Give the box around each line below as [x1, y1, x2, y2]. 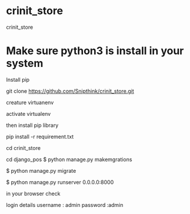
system [6, 57, 44, 70]
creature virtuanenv [6, 99, 54, 106]
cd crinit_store [6, 144, 41, 151]
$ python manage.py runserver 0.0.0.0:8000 [6, 178, 114, 186]
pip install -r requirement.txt [6, 133, 74, 140]
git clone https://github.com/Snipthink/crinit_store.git [6, 87, 134, 95]
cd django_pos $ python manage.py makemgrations [6, 156, 132, 163]
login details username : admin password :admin [6, 201, 124, 208]
